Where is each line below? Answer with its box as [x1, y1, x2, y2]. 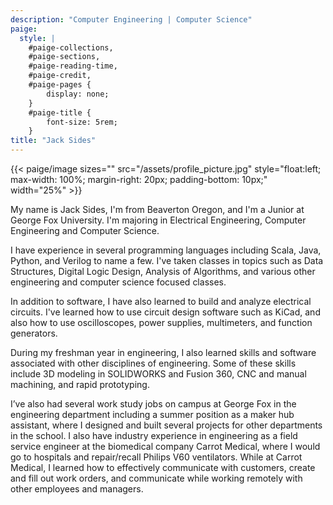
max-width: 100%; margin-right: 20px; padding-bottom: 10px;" [10, 174, 268, 185]
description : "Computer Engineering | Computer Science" [10, 14, 253, 25]
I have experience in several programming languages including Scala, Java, [10, 244, 322, 256]
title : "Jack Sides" [10, 136, 97, 146]
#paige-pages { [28, 80, 92, 90]
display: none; [46, 89, 110, 99]
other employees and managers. [10, 483, 144, 495]
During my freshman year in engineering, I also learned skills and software [10, 347, 317, 358]
